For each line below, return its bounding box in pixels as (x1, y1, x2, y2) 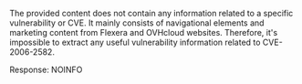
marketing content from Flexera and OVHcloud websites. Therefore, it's (9, 27, 278, 37)
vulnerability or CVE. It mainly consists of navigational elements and (9, 17, 265, 28)
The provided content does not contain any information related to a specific (9, 8, 294, 18)
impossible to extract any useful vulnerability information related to (9, 37, 261, 47)
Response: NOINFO (9, 64, 83, 75)
